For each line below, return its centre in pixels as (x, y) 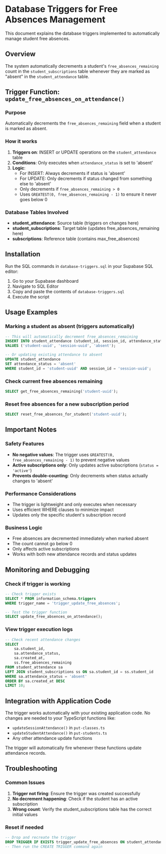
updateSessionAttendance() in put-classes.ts (59, 728)
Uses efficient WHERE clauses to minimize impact (63, 510)
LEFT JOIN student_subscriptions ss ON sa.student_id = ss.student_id (79, 672)
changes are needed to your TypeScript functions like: (61, 718)
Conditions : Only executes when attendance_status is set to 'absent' (83, 163)
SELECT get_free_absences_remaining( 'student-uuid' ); (62, 391)
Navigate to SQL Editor (36, 286)
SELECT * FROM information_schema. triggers (51, 598)
